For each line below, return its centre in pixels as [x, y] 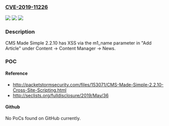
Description [20, 32]
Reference [17, 73]
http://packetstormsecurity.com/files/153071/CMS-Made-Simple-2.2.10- [88, 85]
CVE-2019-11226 [27, 7]
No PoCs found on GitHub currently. [43, 118]
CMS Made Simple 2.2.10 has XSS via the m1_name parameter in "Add [78, 43]
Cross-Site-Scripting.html [39, 90]
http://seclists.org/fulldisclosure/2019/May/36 [61, 95]
